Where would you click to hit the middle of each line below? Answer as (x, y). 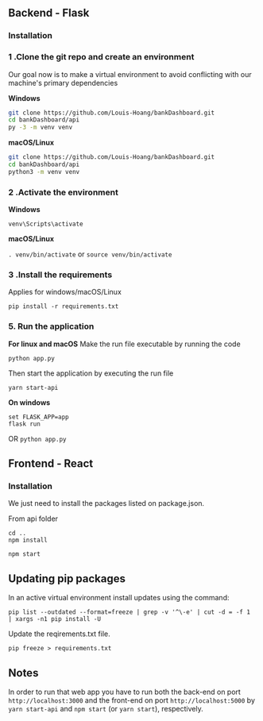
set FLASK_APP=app (39, 417)
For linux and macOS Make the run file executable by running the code (124, 344)
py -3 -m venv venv (41, 127)
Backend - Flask (49, 13)
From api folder (33, 519)
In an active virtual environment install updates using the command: (119, 598)
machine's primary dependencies (63, 83)
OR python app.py (37, 438)
